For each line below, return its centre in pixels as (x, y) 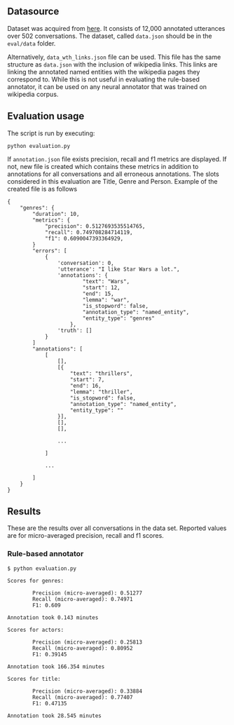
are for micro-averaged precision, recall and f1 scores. (86, 536)
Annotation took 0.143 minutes (53, 617)
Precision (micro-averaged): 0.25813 (87, 642)
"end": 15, (98, 294)
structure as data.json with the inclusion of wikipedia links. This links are (112, 64)
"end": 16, (85, 386)
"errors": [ (50, 251)
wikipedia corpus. (33, 94)
